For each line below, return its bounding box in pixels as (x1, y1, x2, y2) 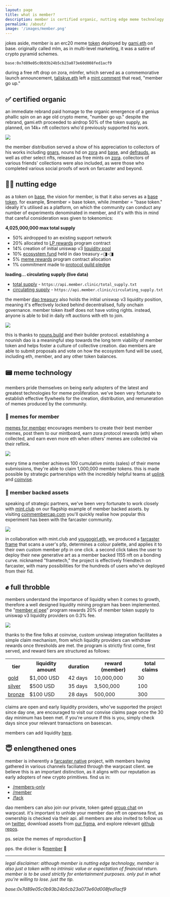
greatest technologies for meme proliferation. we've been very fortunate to (5, 390, 161, 396)
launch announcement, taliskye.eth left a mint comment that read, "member (5, 75, 163, 81)
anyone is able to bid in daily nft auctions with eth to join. (5, 312, 124, 318)
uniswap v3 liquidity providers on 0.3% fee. (5, 612, 96, 618)
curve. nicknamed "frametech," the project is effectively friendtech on (5, 557, 151, 563)
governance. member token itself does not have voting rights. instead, (5, 307, 152, 313)
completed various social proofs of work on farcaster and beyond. (5, 165, 143, 171)
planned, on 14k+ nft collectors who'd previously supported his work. (5, 125, 150, 131)
